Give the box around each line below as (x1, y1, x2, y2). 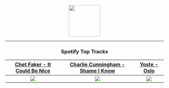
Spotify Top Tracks (61, 48, 108, 55)
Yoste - (139, 61, 158, 68)
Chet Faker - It (15, 61, 51, 68)
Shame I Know (79, 67, 115, 74)
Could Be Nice (15, 67, 50, 74)
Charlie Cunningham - (69, 61, 125, 68)
